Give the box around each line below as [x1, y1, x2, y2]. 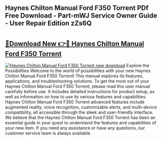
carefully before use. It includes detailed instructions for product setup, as [5, 89, 155, 94]
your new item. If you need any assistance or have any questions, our [5, 125, 145, 131]
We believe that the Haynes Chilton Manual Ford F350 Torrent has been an [5, 115, 156, 120]
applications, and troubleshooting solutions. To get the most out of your [5, 78, 149, 84]
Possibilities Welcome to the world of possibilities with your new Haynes [5, 68, 151, 73]
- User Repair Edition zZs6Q [5, 19, 92, 27]
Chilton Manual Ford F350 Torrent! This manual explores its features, [5, 73, 144, 79]
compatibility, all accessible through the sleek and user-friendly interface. [5, 110, 154, 115]
